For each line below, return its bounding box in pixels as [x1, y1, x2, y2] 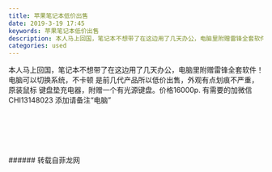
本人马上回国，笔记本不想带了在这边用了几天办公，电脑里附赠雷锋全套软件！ [8, 65, 264, 75]
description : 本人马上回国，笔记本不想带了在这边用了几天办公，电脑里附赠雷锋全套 [8, 34, 255, 43]
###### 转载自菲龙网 [8, 155, 81, 166]
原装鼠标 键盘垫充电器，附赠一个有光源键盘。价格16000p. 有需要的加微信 [8, 86, 253, 95]
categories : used [8, 42, 67, 50]
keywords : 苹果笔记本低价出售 [8, 27, 100, 35]
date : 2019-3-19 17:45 [8, 19, 85, 27]
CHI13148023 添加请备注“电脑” [8, 95, 112, 105]
